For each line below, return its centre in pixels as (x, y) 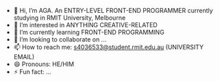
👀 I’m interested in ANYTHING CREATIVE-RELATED (85, 25)
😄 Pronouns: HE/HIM (44, 64)
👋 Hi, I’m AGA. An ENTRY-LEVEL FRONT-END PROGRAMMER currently (113, 11)
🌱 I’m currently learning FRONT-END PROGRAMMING (89, 32)
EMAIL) (24, 57)
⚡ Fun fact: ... (32, 72)
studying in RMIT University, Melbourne (70, 18)
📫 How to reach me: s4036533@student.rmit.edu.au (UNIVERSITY (109, 47)
